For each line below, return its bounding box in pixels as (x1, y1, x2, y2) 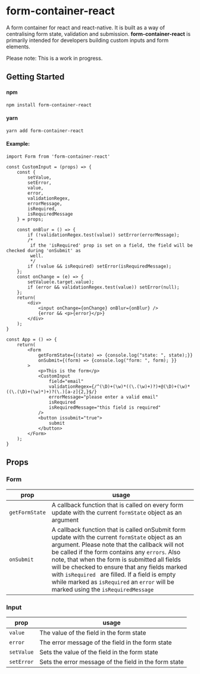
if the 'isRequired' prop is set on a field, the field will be (30, 242, 193, 249)
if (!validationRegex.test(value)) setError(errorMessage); (27, 232, 180, 238)
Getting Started (6, 72, 65, 82)
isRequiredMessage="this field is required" (48, 405, 161, 410)
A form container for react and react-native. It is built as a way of (6, 24, 165, 31)
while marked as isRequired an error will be (51, 578, 174, 586)
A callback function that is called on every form (51, 501, 183, 509)
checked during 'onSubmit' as (6, 247, 82, 253)
